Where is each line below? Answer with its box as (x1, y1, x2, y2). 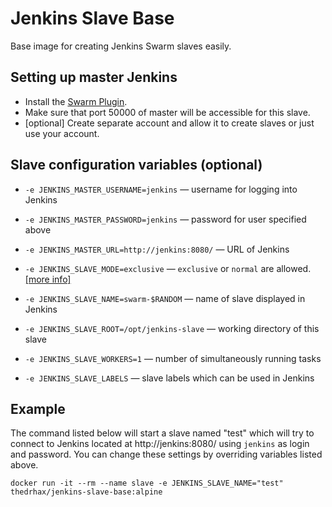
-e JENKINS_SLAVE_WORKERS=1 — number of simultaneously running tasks (24, 352, 322, 364)
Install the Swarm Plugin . (24, 95, 128, 107)
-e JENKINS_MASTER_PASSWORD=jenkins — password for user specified (24, 213, 307, 225)
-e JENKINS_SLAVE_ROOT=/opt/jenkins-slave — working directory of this (24, 322, 320, 334)
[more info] (24, 273, 72, 285)
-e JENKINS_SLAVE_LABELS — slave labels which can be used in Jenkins (24, 372, 315, 384)
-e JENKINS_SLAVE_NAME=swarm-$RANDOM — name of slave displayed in (24, 292, 306, 304)
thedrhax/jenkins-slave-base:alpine (10, 487, 163, 497)
